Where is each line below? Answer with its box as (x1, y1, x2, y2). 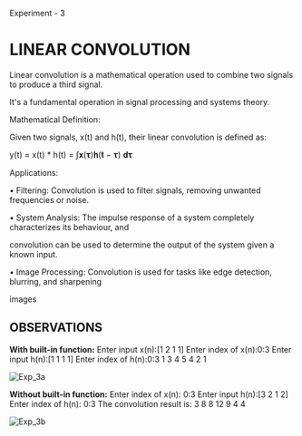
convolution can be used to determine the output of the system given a (9, 239, 275, 250)
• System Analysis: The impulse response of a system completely (9, 212, 255, 223)
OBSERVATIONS (9, 320, 102, 335)
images (9, 294, 37, 305)
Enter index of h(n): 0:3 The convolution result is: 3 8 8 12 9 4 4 (9, 398, 247, 409)
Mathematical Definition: (9, 113, 102, 125)
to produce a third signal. (9, 79, 103, 90)
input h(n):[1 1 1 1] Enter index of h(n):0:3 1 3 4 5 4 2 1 (9, 354, 207, 364)
